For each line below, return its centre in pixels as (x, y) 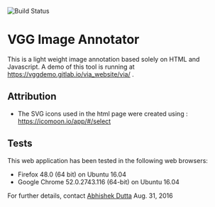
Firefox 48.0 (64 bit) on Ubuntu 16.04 (72, 174)
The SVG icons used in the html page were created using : (103, 113)
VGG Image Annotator (73, 40)
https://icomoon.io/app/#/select (64, 121)
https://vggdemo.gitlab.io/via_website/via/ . (71, 74)
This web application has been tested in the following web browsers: (107, 160)
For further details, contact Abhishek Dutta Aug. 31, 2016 (90, 196)
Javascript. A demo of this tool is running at (71, 67)
